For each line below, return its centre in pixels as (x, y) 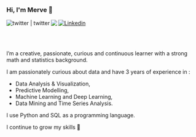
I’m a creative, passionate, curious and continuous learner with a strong (97, 53)
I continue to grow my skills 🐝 (44, 127)
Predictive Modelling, (42, 90)
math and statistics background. (47, 60)
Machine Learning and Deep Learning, (64, 97)
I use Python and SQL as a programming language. (71, 115)
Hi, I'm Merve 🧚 (30, 10)
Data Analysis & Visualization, (53, 84)
